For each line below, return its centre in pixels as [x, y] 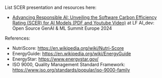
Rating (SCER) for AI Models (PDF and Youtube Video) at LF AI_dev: [83, 23]
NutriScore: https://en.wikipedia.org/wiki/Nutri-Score [68, 48]
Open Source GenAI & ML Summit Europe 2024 [62, 28]
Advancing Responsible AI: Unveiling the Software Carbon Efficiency [84, 17]
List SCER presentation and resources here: [51, 7]
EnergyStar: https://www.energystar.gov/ [55, 59]
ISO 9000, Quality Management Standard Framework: [69, 64]
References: [17, 38]
